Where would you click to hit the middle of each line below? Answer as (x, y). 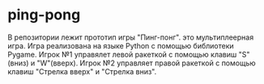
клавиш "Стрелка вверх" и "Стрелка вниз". (82, 71)
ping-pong (44, 15)
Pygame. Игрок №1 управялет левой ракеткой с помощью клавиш (122, 54)
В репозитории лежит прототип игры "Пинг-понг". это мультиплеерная (131, 37)
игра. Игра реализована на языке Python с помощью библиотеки (121, 45)
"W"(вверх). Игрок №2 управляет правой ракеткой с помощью (146, 63)
